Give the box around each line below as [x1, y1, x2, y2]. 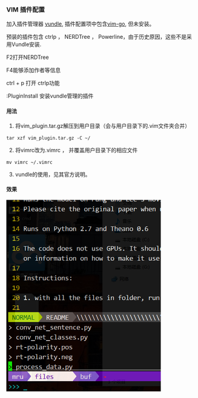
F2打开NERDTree [6, 53, 50, 61]
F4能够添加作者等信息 [6, 67, 61, 74]
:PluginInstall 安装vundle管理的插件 [6, 92, 94, 99]
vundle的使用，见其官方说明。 [15, 170, 91, 178]
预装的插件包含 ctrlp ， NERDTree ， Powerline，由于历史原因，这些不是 [6, 33, 187, 41]
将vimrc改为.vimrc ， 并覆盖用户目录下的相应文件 [15, 146, 138, 153]
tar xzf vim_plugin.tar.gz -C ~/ [6, 135, 91, 141]
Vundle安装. [11, 41, 42, 48]
